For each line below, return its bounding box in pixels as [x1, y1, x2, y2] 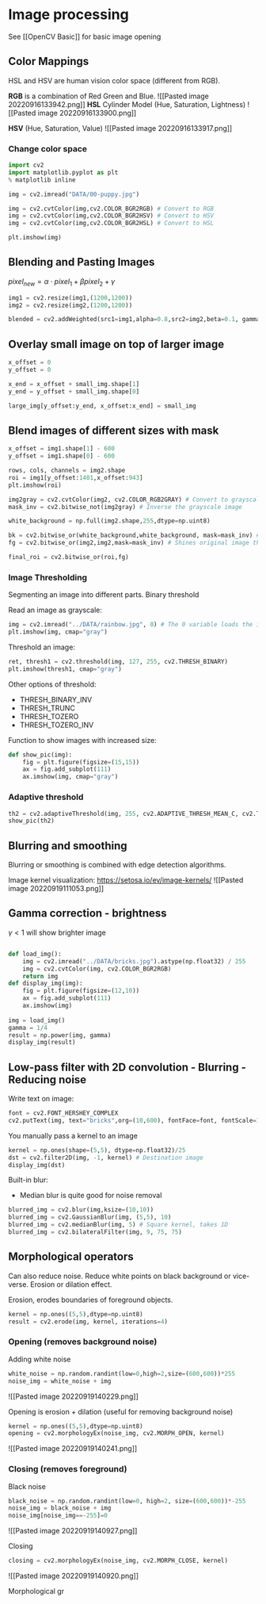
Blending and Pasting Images [8, 255, 155, 269]
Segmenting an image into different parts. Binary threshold [8, 590, 199, 599]
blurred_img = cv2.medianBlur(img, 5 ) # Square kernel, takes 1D [8, 1221, 228, 1229]
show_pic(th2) [8, 817, 55, 825]
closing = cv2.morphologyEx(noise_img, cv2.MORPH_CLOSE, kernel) [8, 1556, 228, 1565]
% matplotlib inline [8, 176, 77, 184]
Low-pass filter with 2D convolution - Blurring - [8, 1060, 247, 1074]
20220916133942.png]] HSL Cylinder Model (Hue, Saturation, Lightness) [8, 99, 246, 109]
